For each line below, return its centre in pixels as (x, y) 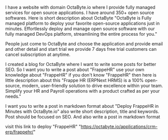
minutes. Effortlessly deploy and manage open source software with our (80, 29)
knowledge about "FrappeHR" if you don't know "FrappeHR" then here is (81, 75)
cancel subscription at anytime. (38, 54)
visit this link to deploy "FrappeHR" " (43, 126)
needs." (13, 96)
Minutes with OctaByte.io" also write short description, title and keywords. (82, 111)
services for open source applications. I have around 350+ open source (80, 13)
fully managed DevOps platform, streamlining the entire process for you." (81, 34)
